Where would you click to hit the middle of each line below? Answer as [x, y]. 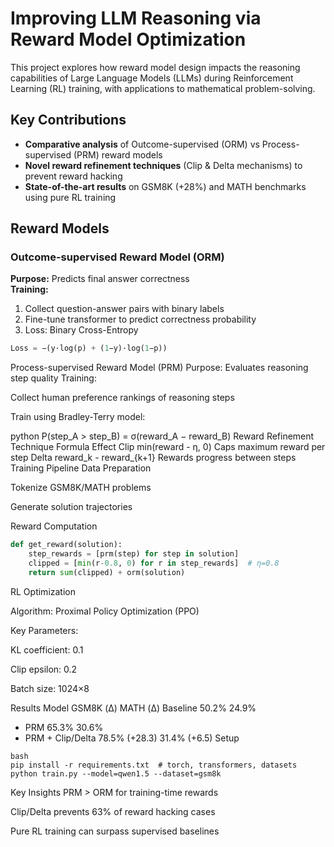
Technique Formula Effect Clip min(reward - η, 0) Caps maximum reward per [168, 447]
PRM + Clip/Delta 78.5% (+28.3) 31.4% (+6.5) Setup [132, 738]
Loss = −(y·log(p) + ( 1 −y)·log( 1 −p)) [89, 348]
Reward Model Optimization [128, 39]
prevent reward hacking [73, 176]
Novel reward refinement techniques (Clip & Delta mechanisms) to [163, 165]
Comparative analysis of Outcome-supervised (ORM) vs [142, 144]
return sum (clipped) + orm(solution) [107, 572]
